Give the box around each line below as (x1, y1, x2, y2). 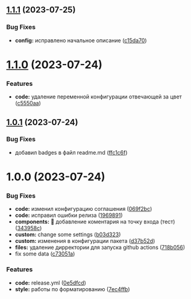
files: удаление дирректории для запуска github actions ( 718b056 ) (14, 244, 186, 251)
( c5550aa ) (14, 100, 41, 107)
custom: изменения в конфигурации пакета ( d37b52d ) (14, 237, 155, 245)
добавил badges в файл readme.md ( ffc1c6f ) (14, 149, 128, 156)
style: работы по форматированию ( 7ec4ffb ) (14, 285, 131, 292)
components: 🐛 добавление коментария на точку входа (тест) (14, 218, 175, 225)
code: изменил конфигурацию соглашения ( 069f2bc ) (14, 205, 152, 213)
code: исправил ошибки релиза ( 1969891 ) (14, 211, 123, 219)
